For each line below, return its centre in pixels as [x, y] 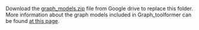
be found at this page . [33, 21]
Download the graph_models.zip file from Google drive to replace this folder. [99, 9]
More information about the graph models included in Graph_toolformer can [99, 15]
